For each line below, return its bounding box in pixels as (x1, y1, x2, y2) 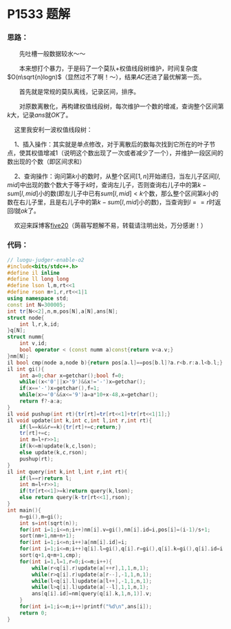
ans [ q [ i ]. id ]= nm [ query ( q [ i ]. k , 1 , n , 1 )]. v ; (32, 590, 153, 597)
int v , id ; (19, 340, 48, 347)
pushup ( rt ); (19, 455, 54, 463)
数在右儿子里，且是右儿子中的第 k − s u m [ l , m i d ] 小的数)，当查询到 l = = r (7, 198, 210, 206)
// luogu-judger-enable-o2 (7, 256, 85, 263)
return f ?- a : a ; (19, 398, 63, 405)
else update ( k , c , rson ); (19, 449, 88, 456)
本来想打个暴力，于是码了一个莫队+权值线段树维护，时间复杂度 (19, 64, 198, 72)
